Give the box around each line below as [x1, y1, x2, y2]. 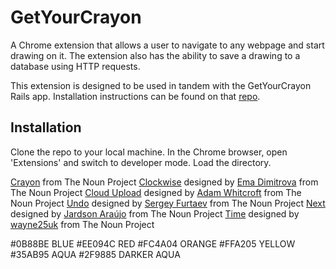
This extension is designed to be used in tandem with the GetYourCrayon [10, 79, 312, 91]
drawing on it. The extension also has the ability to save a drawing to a [10, 49, 301, 61]
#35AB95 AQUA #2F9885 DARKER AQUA [10, 248, 181, 260]
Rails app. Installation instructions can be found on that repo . [10, 90, 261, 102]
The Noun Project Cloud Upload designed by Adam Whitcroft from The [10, 186, 302, 198]
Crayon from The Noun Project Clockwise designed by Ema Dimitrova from [10, 176, 319, 188]
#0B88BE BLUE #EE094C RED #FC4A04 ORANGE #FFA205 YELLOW [10, 237, 296, 250]
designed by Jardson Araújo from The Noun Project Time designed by [10, 207, 300, 220]
